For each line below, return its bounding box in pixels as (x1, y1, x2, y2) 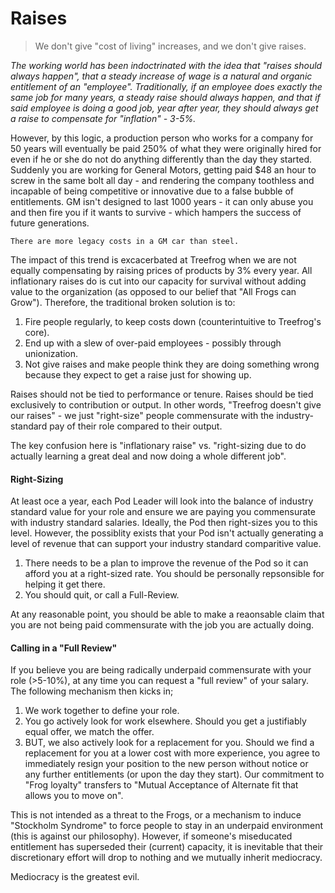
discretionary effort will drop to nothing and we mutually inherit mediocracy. (10, 852, 323, 864)
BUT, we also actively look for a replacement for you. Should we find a (24, 737, 315, 749)
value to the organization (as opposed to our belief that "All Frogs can (10, 285, 297, 297)
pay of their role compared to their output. (49, 420, 223, 432)
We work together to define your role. (24, 705, 180, 717)
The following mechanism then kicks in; (10, 685, 174, 697)
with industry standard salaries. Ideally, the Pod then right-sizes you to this (10, 517, 318, 529)
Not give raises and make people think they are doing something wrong (24, 358, 320, 370)
